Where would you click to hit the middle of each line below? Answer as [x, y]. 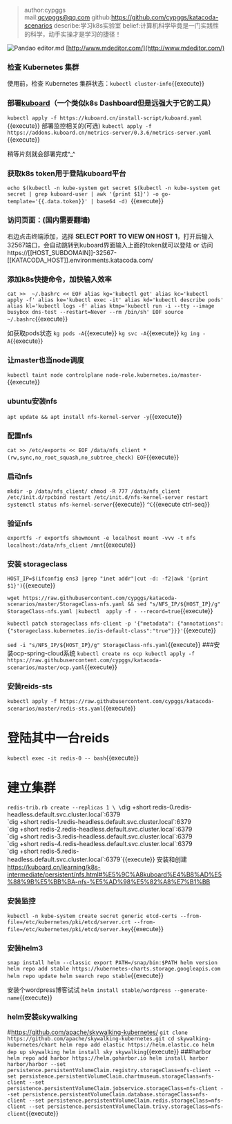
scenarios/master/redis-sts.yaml [55, 709]
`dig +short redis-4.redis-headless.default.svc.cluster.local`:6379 [100, 844]
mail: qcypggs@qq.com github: [68, 17]
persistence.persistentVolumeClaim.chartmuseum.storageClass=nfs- [117, 1077]
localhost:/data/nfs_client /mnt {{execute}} [71, 545]
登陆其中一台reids [58, 738]
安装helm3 [25, 948]
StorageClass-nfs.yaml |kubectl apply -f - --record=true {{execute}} [110, 611]
